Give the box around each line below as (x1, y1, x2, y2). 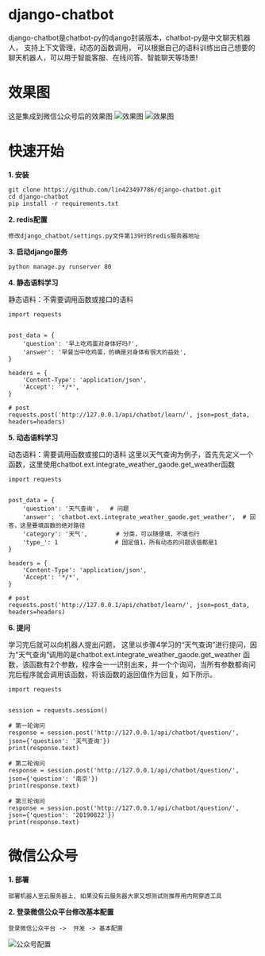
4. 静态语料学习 (8, 277, 59, 287)
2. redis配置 (8, 215, 48, 224)
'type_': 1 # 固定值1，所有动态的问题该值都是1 (22, 538, 218, 546)
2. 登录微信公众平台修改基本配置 (8, 907, 114, 916)
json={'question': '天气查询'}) (8, 737, 111, 745)
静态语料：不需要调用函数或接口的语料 (8, 294, 133, 304)
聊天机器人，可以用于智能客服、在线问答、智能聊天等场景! (8, 52, 198, 62)
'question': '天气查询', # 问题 (22, 505, 129, 513)
